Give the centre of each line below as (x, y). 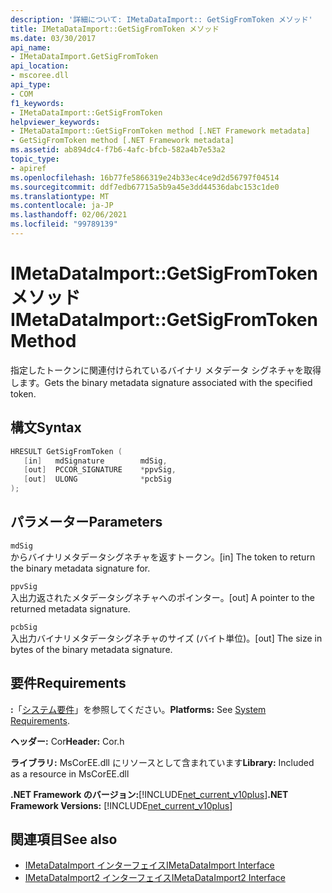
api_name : (31, 47)
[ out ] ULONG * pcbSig (97, 479)
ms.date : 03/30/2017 (53, 38)
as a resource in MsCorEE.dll (70, 773)
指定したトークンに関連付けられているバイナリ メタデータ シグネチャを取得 (166, 370)
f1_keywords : (37, 103)
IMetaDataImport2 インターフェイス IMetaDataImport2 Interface (155, 878)
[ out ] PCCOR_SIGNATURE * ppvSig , (100, 470)
